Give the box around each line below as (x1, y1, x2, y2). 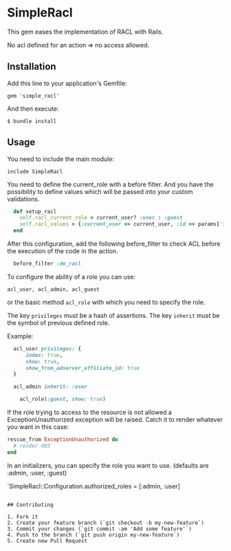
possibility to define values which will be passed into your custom (7, 187, 194, 195)
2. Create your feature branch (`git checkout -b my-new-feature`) (7, 519, 205, 526)
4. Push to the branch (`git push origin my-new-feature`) (7, 531, 180, 538)
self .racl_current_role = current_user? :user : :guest (19, 215, 184, 222)
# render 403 (13, 442, 51, 449)
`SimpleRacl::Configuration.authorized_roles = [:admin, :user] (7, 482, 181, 490)
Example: (7, 332, 34, 340)
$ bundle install (7, 118, 57, 125)
